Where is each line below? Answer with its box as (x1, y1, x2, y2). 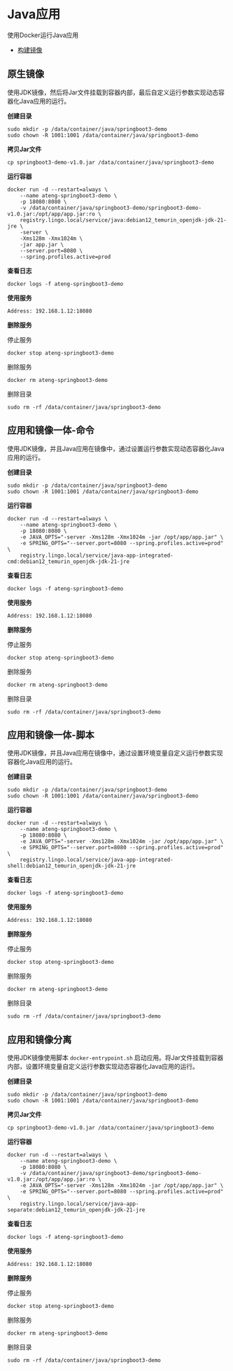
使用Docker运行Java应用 (7, 31, 79, 39)
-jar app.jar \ (20, 241, 64, 248)
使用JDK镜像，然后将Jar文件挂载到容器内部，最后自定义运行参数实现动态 (7, 88, 219, 97)
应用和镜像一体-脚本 (7, 729, 94, 741)
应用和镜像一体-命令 (7, 425, 94, 436)
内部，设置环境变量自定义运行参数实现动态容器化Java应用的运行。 (7, 1063, 199, 1071)
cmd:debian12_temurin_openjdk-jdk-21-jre (7, 557, 130, 565)
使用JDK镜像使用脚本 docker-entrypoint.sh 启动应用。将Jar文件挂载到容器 (7, 1053, 224, 1062)
